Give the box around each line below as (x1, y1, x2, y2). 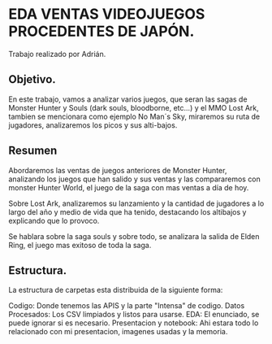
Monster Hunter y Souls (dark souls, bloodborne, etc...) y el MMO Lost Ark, (8, 102, 260, 112)
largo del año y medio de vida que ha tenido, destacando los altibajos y (8, 207, 247, 216)
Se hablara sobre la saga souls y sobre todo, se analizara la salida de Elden (8, 231, 260, 241)
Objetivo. (8, 72, 57, 86)
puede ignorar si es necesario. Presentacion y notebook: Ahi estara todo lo (8, 318, 259, 328)
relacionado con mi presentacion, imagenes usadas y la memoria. (8, 327, 228, 337)
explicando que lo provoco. (8, 216, 100, 225)
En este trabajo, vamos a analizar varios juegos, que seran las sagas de (8, 94, 248, 104)
